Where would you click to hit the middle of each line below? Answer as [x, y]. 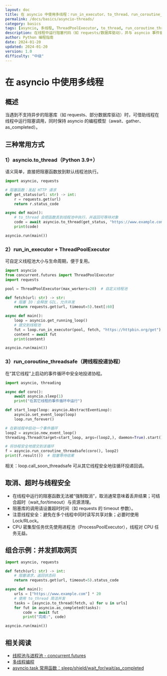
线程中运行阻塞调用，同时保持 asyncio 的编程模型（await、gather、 [74, 121]
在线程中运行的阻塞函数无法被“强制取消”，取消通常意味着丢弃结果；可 [84, 496]
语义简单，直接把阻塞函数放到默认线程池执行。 [53, 171]
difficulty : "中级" [25, 56]
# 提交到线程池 [28, 325]
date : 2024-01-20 [23, 42]
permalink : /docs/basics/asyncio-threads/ [50, 19]
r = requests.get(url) [38, 199]
